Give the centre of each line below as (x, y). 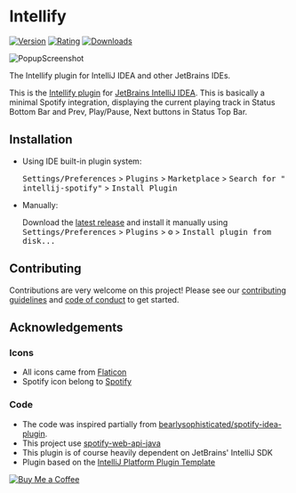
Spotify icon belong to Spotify (76, 382)
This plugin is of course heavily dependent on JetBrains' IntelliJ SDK (147, 452)
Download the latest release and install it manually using (125, 222)
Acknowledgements (66, 327)
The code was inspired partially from (89, 424)
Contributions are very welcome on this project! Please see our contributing (148, 290)
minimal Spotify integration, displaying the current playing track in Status (142, 102)
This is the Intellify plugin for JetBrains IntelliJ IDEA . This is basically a (137, 93)
